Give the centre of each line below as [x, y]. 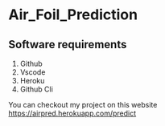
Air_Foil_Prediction [73, 15]
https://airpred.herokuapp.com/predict [72, 113]
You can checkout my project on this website [83, 105]
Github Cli [37, 89]
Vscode [33, 72]
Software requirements [68, 45]
